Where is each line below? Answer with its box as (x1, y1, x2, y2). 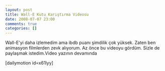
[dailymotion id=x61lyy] (5, 60, 54, 66)
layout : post (5, 7, 33, 12)
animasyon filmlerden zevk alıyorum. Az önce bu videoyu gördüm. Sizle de (5, 45, 160, 51)
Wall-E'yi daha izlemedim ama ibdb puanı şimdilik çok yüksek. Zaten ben (5, 39, 156, 45)
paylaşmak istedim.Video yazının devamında (5, 50, 97, 56)
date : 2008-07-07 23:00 (5, 16, 55, 21)
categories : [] (5, 26, 37, 31)
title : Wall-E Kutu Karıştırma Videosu (5, 12, 89, 17)
